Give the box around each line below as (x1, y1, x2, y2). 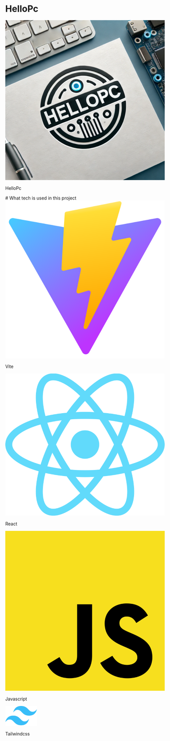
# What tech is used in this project (5, 195, 77, 201)
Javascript (5, 696, 27, 702)
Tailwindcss (5, 730, 30, 736)
